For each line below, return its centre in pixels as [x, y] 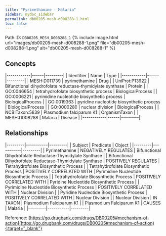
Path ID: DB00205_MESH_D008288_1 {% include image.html [62, 38]
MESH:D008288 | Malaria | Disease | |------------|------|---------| [73, 118]
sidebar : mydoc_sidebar [30, 14]
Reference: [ [18, 218]
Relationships [27, 133]
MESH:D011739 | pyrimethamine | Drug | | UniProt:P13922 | [89, 81]
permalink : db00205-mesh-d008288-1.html [47, 19]
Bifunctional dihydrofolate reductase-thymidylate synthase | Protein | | [77, 86]
